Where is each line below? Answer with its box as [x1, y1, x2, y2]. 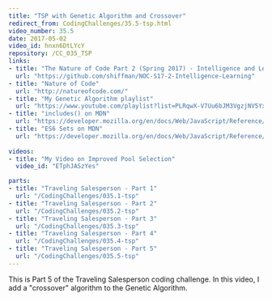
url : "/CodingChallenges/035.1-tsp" [15, 192, 139, 200]
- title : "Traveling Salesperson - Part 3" [8, 214, 158, 223]
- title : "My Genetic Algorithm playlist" [8, 95, 154, 103]
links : [8, 57, 31, 66]
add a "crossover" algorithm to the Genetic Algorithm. [8, 282, 188, 292]
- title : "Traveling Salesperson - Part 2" [8, 199, 158, 207]
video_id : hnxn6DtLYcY [8, 42, 85, 50]
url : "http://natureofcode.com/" [15, 87, 129, 95]
